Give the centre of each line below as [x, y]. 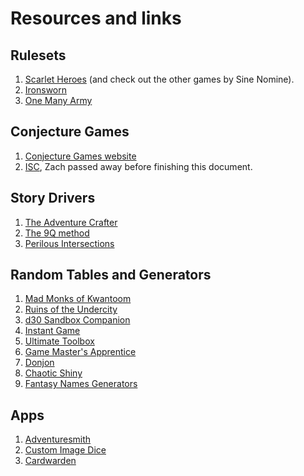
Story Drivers [53, 198]
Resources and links [96, 18]
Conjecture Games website [80, 156]
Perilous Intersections [69, 243]
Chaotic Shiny [53, 373]
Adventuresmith [58, 439]
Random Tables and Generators [111, 275]
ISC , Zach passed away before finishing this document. [138, 166]
